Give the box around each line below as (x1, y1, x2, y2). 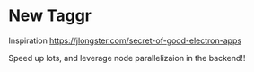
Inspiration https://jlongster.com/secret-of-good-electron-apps (8, 35, 242, 46)
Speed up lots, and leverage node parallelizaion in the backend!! (8, 52, 246, 63)
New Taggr (8, 5, 92, 26)
